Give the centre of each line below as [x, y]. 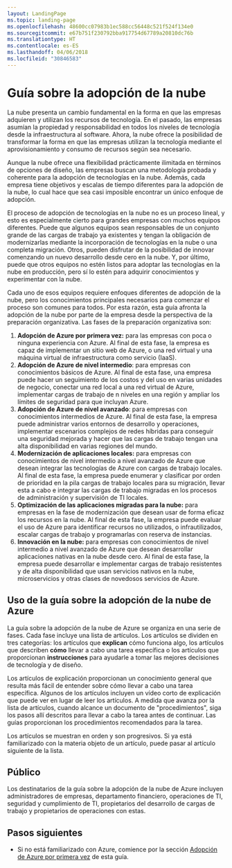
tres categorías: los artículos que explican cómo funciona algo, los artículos [115, 643]
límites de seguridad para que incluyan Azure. [83, 401]
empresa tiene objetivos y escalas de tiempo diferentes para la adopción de [115, 184]
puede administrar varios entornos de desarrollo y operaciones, [108, 424]
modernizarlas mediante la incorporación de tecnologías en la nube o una [112, 242]
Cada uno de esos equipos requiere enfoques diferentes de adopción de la [114, 293]
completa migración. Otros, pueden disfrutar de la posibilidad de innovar [111, 250]
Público [24, 772]
